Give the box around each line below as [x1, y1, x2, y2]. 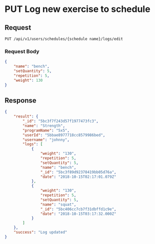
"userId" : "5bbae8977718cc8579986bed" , [22, 132, 106, 137]
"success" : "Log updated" [13, 230, 68, 235]
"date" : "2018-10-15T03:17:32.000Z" [40, 211, 117, 216]
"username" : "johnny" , [22, 137, 70, 142]
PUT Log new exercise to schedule [4, 3, 151, 15]
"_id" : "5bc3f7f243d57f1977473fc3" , [22, 119, 99, 124]
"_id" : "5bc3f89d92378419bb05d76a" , [40, 169, 117, 175]
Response [4, 96, 37, 105]
